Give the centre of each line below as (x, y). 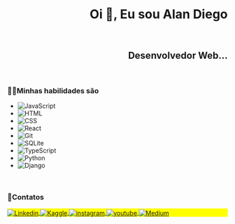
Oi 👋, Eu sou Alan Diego (159, 14)
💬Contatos (26, 197)
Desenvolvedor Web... (178, 56)
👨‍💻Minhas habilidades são (53, 90)
